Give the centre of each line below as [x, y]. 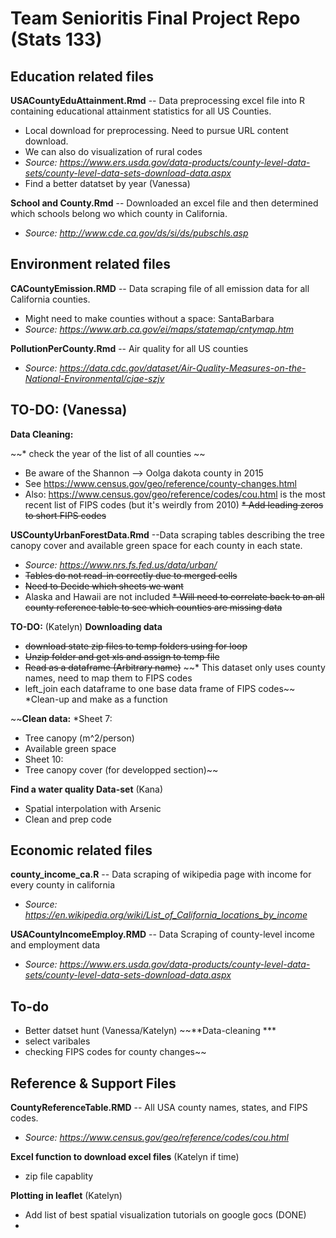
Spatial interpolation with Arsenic [93, 808]
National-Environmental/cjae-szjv [94, 378]
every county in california [63, 885]
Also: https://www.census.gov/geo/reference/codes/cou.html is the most [175, 494]
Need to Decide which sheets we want [104, 586]
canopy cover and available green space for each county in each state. [156, 545]
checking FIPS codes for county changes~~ [115, 1052]
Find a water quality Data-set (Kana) [87, 789]
